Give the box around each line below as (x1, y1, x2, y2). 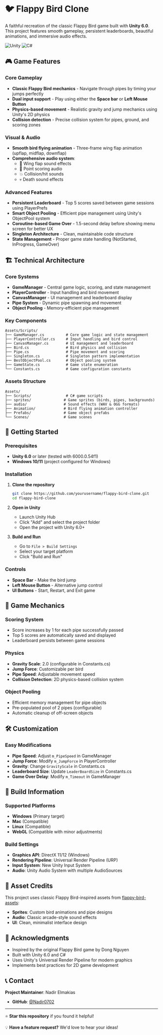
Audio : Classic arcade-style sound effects (12, 915, 97, 920)
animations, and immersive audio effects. (5, 33, 87, 39)
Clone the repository (12, 482, 55, 488)
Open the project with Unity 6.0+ (19, 525, 85, 530)
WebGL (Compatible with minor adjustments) (12, 829, 103, 835)
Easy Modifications (5, 742, 52, 748)
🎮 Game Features (5, 58, 61, 66)
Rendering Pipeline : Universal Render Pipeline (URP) (12, 857, 118, 863)
